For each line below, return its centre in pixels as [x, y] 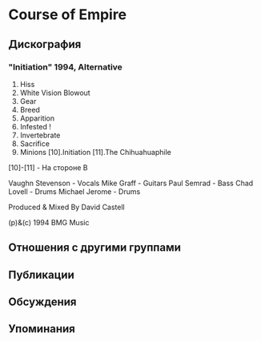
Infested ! [36, 126]
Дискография [45, 44]
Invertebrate [40, 135]
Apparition [37, 118]
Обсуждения [42, 302]
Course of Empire [67, 15]
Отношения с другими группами [95, 248]
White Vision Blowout [55, 93]
